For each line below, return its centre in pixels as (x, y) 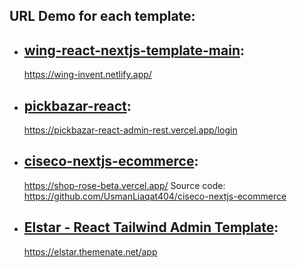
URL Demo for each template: (102, 16)
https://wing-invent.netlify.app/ (87, 75)
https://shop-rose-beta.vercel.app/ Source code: (124, 185)
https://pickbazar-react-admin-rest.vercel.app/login (130, 130)
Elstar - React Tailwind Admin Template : (151, 227)
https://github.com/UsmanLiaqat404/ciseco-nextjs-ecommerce (155, 196)
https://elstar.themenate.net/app (90, 251)
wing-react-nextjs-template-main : (134, 50)
